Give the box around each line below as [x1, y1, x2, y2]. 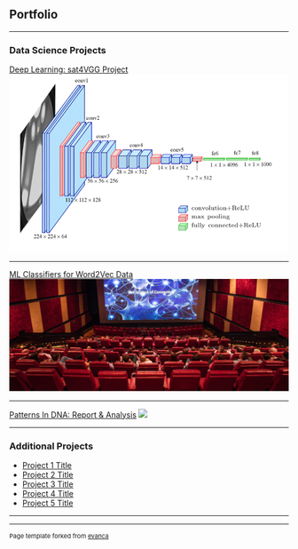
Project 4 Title [21, 488, 74, 498]
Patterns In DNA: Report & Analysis [9, 409, 137, 420]
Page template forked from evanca [9, 531, 109, 540]
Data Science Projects [9, 44, 106, 56]
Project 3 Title [21, 479, 74, 489]
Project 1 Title [21, 459, 73, 470]
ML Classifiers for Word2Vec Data [9, 269, 134, 280]
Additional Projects [9, 440, 94, 452]
